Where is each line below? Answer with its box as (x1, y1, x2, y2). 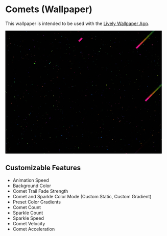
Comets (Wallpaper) (5, 4, 93, 15)
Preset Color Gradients (12, 199, 61, 205)
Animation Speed (12, 177, 50, 183)
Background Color (12, 182, 51, 189)
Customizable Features (5, 164, 81, 172)
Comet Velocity (12, 220, 45, 226)
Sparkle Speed (12, 215, 44, 221)
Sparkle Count (12, 209, 43, 216)
